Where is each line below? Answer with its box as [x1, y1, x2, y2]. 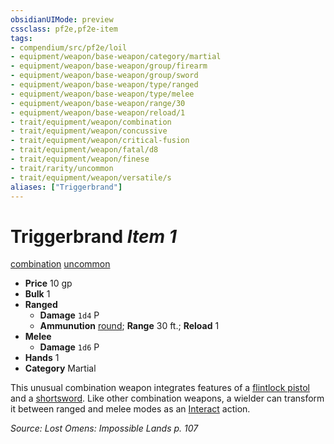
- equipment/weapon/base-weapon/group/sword [10, 71, 199, 81]
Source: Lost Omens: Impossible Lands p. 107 [10, 422, 199, 435]
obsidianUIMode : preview [10, 14, 114, 25]
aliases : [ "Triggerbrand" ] [10, 182, 123, 192]
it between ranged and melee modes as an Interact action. [10, 403, 251, 415]
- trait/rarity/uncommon [10, 163, 114, 173]
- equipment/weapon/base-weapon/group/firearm [10, 61, 208, 71]
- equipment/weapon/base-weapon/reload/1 [10, 107, 186, 118]
